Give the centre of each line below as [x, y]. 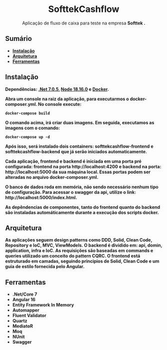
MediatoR [23, 326]
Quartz [20, 321]
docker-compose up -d [28, 137]
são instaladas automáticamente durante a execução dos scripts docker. [82, 212]
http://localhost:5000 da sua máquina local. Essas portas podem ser [78, 172]
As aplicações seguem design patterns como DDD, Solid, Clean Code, [79, 240]
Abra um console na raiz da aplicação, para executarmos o [67, 99]
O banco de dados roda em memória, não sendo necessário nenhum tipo [82, 187]
